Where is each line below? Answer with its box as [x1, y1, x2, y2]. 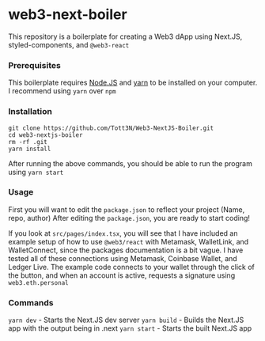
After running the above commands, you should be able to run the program [8, 158, 253, 168]
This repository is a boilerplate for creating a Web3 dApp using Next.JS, [8, 32, 243, 41]
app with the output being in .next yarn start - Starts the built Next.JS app [8, 324, 252, 333]
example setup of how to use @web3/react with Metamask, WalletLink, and [8, 237, 249, 246]
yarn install [8, 145, 51, 153]
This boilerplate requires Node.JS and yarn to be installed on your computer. [8, 78, 258, 88]
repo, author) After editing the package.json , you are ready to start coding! [8, 213, 251, 222]
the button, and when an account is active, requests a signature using [8, 271, 236, 280]
